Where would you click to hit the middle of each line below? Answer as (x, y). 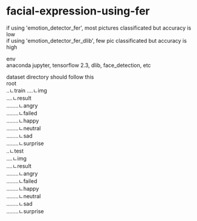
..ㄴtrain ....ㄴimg (27, 90)
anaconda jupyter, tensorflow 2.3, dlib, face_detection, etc (79, 65)
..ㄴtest (15, 151)
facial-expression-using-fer (78, 11)
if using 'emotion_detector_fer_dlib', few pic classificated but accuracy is (97, 40)
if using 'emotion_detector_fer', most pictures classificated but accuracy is (99, 28)
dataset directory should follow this (50, 77)
